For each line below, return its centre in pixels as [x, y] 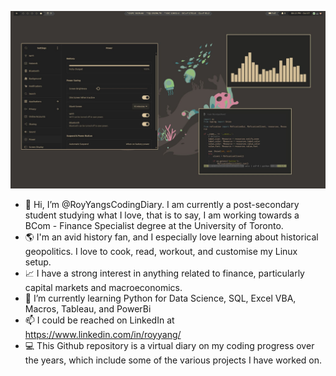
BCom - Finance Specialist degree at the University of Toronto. [154, 225]
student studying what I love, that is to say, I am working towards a [162, 215]
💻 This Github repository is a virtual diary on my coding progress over [169, 345]
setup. [38, 262]
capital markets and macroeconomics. [103, 287]
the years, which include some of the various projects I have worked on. [173, 360]
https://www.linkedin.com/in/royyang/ [103, 334]
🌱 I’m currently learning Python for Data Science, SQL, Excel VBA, [160, 298]
